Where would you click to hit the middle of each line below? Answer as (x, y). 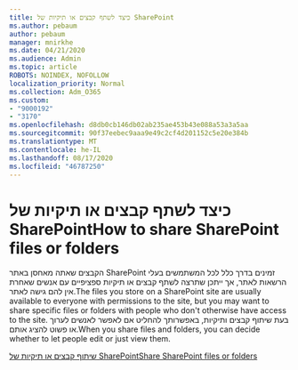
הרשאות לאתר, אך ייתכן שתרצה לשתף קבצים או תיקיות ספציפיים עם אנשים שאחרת (148, 282)
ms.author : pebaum (43, 26)
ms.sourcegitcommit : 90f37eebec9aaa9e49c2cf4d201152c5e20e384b (129, 133)
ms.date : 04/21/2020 (48, 51)
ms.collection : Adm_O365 (55, 92)
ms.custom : (29, 100)
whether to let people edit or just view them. (90, 339)
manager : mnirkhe (41, 42)
